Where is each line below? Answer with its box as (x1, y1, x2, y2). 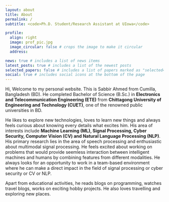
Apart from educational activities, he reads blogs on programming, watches (5, 180, 162, 186)
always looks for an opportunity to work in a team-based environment (5, 160, 150, 166)
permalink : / (5, 17, 33, 22)
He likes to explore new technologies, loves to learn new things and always (5, 117, 161, 123)
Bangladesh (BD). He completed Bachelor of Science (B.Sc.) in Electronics (5, 91, 160, 97)
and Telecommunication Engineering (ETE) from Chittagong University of (5, 96, 162, 103)
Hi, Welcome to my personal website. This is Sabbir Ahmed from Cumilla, (5, 86, 157, 92)
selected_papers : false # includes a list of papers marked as (5, 67, 141, 73)
